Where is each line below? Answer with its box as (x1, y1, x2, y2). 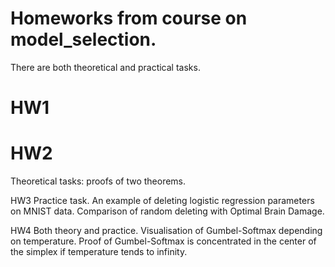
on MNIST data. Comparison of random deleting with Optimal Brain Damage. (10, 205, 325, 217)
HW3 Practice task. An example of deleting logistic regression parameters (10, 195, 315, 207)
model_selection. (10, 28, 157, 51)
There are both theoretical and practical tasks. (10, 61, 201, 73)
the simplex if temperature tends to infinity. (10, 246, 188, 258)
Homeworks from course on (10, 7, 248, 30)
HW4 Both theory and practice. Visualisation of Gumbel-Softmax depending (10, 225, 323, 237)
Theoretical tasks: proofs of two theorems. (10, 175, 187, 187)
